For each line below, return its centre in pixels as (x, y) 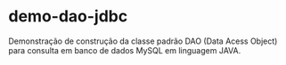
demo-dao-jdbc (68, 16)
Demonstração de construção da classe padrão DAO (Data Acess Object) (143, 41)
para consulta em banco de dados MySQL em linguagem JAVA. (125, 50)
